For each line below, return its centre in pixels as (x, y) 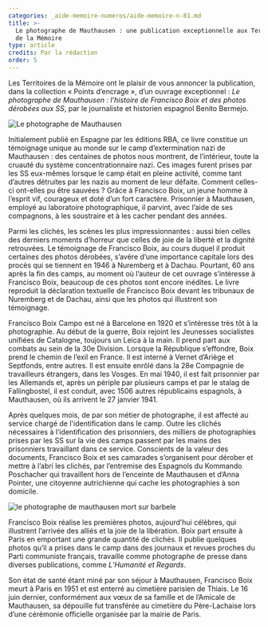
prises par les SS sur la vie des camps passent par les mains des (115, 440)
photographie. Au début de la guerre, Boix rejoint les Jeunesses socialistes (131, 331)
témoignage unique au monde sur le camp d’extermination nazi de (117, 148)
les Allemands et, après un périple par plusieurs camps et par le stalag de (129, 382)
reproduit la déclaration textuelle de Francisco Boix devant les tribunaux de (132, 290)
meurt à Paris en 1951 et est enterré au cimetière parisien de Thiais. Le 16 (128, 589)
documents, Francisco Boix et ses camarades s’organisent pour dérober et (131, 457)
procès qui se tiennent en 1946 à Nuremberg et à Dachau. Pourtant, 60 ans (132, 265)
